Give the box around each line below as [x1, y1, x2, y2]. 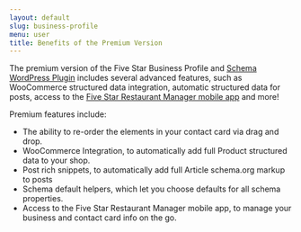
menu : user [9, 30, 50, 39]
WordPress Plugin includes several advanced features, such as [9, 73, 243, 84]
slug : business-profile [9, 22, 99, 31]
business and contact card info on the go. [22, 212, 177, 223]
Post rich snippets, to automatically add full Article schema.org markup [22, 165, 286, 175]
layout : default [9, 13, 70, 22]
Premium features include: [9, 109, 107, 120]
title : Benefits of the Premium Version [9, 38, 164, 48]
